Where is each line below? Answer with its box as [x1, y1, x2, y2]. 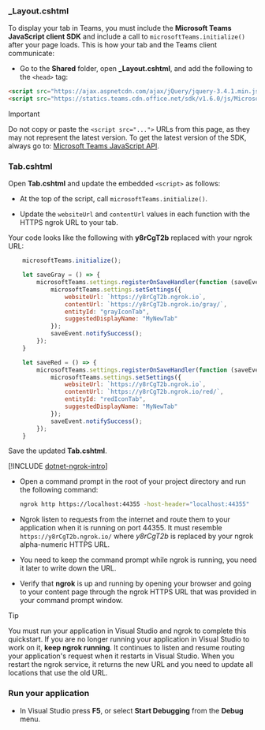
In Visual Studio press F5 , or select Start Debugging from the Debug [19, 706, 244, 715]
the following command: [19, 485, 99, 495]
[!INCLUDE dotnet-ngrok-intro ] [8, 462, 108, 471]
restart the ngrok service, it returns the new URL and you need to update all [8, 660, 254, 669]
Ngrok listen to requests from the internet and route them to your [19, 515, 231, 524]
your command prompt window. [19, 596, 124, 605]
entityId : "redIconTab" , [64, 395, 147, 403]
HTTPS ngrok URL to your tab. [19, 218, 118, 227]
